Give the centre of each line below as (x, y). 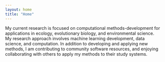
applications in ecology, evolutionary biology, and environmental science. (80, 33)
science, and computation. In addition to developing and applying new (77, 43)
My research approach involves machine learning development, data (75, 38)
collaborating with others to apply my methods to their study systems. (76, 54)
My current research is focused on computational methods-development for (83, 28)
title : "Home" (20, 14)
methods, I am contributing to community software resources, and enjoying (82, 49)
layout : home (19, 10)
